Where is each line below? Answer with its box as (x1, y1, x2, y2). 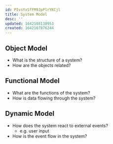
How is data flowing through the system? (12, 95, 96, 101)
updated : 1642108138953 (5, 21, 54, 26)
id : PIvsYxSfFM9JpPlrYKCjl (5, 7, 61, 12)
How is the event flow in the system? (12, 133, 87, 139)
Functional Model (5, 77, 60, 85)
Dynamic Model (5, 109, 55, 118)
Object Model (5, 44, 48, 52)
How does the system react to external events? (12, 122, 109, 129)
